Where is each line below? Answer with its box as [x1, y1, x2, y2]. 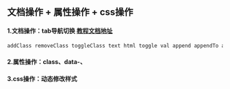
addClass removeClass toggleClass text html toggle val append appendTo [7, 42, 219, 49]
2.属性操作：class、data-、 [7, 58, 87, 66]
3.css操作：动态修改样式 [7, 74, 77, 83]
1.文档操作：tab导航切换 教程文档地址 [7, 26, 113, 35]
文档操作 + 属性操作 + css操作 [7, 6, 133, 18]
